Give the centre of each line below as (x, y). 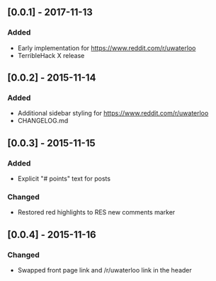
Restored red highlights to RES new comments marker (96, 212)
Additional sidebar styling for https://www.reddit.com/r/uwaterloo (113, 113)
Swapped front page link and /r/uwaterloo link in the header (105, 270)
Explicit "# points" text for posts (64, 179)
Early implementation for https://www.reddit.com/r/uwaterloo (107, 48)
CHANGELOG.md (43, 121)
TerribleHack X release (51, 55)
